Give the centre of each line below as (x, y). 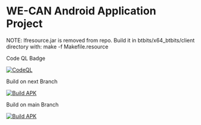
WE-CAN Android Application (81, 11)
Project (25, 24)
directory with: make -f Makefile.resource (57, 47)
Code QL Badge (26, 58)
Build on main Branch (32, 104)
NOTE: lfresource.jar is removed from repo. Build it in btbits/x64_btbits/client (100, 40)
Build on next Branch (32, 81)
